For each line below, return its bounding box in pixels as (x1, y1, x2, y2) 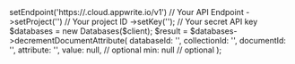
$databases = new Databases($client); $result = (9, 26, 188, 36)
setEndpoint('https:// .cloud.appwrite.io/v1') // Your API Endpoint (9, 7, 244, 17)
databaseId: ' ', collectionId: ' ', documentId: (129, 36, 287, 45)
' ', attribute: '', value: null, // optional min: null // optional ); (9, 44, 222, 55)
